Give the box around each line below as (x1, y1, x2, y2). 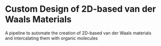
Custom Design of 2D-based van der (5, 3, 156, 15)
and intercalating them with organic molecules (5, 35, 98, 41)
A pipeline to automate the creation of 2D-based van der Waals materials (5, 30, 152, 36)
